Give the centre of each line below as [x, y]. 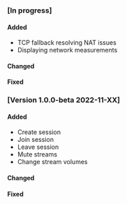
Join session [36, 140]
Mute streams [37, 154]
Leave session [38, 147]
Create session [39, 132]
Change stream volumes [52, 162]
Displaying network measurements [67, 50]
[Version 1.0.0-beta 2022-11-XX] [64, 100]
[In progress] [30, 10]
